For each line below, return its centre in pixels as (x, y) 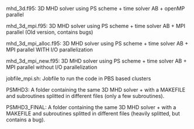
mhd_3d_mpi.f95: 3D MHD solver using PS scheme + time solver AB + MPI (96, 26)
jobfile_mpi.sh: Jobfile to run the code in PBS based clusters (79, 79)
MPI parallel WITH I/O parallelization (50, 50)
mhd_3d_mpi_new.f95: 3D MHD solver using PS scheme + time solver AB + (96, 61)
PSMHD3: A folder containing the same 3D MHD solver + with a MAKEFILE (96, 90)
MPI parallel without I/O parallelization (52, 67)
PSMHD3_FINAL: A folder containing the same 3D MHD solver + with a (91, 107)
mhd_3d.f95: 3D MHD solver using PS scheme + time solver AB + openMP (96, 8)
